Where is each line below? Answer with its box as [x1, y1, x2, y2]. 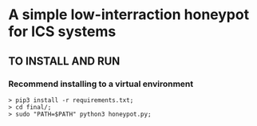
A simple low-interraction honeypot [8, 6, 250, 24]
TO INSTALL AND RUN [8, 54, 121, 68]
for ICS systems [8, 22, 117, 41]
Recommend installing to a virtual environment [8, 78, 194, 89]
